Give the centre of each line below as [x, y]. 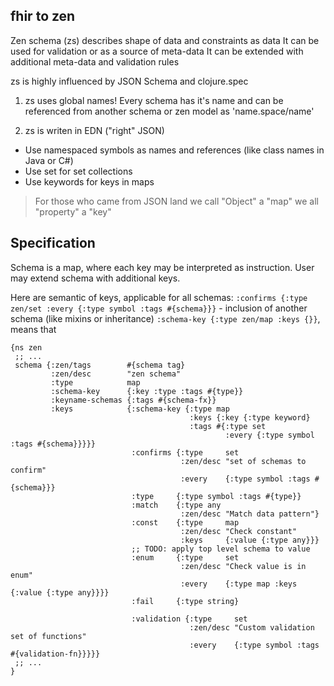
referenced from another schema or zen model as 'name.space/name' [169, 111]
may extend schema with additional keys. [95, 278]
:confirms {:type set [185, 452]
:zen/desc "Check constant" [239, 531]
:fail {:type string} [185, 601]
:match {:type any [176, 505]
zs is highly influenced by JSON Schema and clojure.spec [129, 81]
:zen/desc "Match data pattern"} [250, 514]
